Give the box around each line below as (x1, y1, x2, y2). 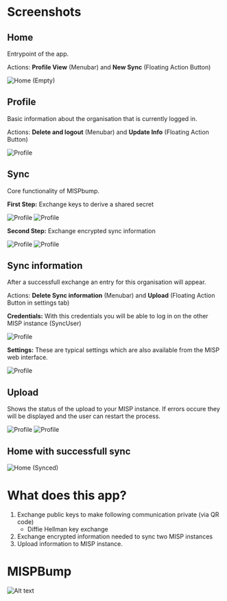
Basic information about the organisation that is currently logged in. (7, 114, 198, 122)
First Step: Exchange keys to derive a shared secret (7, 200, 154, 208)
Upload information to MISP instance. (16, 540, 123, 547)
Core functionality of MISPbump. (7, 186, 99, 195)
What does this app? (7, 488, 127, 503)
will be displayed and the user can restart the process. (7, 412, 161, 420)
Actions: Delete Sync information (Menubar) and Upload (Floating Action (7, 292, 215, 300)
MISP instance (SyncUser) (7, 319, 82, 327)
